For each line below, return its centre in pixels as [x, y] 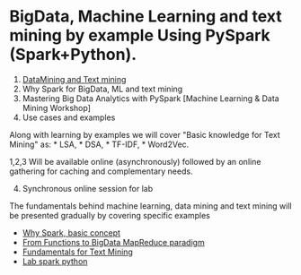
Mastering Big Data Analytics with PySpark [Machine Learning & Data [151, 98]
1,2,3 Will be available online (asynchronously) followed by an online [135, 161]
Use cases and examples [69, 117]
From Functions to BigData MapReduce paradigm [113, 242]
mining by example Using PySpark [140, 35]
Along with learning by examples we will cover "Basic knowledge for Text [145, 134]
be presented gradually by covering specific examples [110, 215]
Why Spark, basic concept [71, 232]
